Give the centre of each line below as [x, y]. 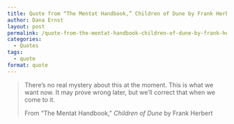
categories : [24, 39]
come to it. [40, 99]
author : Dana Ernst [36, 20]
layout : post [26, 26]
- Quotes [26, 46]
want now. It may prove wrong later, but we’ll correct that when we [120, 92]
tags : [15, 53]
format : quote [28, 65]
